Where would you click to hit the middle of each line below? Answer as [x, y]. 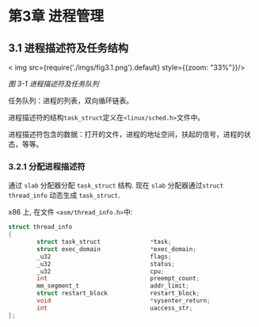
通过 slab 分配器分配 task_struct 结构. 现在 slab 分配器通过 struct [116, 185]
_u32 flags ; [104, 257]
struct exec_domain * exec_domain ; [116, 249]
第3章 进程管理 [56, 16]
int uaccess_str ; [115, 308]
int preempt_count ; [118, 279]
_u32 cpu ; [101, 271]
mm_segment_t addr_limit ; [113, 286]
